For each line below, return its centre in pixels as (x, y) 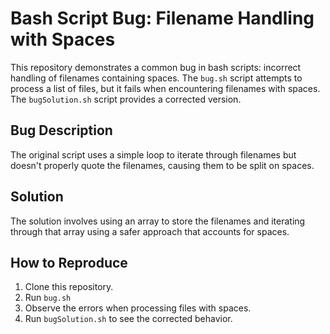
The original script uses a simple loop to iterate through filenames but (153, 154)
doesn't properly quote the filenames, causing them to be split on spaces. (162, 165)
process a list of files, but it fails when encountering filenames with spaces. (165, 88)
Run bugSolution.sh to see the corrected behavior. (128, 319)
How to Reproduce (69, 262)
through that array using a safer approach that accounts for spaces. (150, 231)
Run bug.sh (48, 298)
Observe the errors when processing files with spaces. (138, 308)
